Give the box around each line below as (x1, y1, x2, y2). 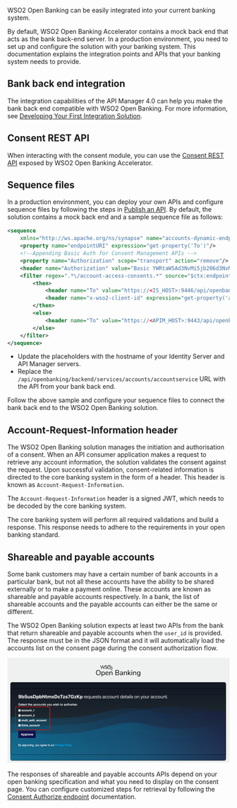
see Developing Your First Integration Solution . (7, 111, 142, 120)
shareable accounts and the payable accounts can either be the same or (7, 600, 218, 608)
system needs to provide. (7, 57, 81, 66)
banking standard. (7, 530, 60, 539)
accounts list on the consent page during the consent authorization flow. (7, 644, 219, 652)
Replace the (17, 368, 53, 376)
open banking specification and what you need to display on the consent (7, 777, 219, 785)
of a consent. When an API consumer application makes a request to (7, 450, 207, 459)
